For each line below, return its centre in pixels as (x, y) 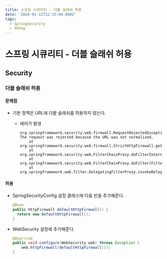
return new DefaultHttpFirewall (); (54, 214)
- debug (18, 28)
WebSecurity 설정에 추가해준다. (43, 229)
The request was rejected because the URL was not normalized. (87, 137)
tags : (11, 19)
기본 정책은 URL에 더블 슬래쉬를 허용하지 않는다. (59, 113)
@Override (23, 238)
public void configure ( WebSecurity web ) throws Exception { (76, 243)
